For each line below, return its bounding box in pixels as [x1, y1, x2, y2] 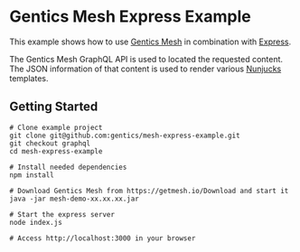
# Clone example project [9, 123, 103, 132]
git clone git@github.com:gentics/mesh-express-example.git [9, 131, 241, 140]
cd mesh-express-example [9, 146, 103, 155]
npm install [9, 170, 54, 180]
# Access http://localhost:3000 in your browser [9, 233, 196, 243]
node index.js [9, 218, 63, 227]
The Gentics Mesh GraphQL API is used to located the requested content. [9, 53, 283, 64]
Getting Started [9, 99, 98, 115]
